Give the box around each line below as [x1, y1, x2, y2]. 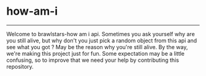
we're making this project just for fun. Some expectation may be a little [6, 50, 185, 57]
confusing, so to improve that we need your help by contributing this [6, 56, 180, 64]
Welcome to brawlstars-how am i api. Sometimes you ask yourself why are [6, 30, 195, 37]
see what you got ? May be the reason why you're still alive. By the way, [6, 43, 188, 50]
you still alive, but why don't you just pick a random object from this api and [6, 37, 197, 44]
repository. [6, 63, 34, 70]
